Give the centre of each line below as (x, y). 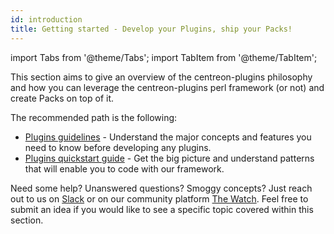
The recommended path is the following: (94, 117)
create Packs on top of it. (62, 98)
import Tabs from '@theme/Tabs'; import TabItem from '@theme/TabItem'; (164, 57)
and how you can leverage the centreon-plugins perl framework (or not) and (167, 87)
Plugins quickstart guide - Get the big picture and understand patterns (169, 158)
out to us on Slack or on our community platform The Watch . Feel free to (159, 198)
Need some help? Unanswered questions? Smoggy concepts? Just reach (161, 188)
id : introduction (46, 19)
